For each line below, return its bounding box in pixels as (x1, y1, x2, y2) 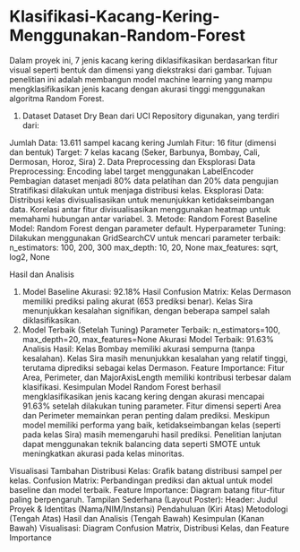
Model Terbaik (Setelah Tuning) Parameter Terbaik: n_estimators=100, (21, 324, 280, 335)
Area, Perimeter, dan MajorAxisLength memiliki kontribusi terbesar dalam (21, 372, 292, 383)
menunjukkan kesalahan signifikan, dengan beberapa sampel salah (21, 305, 270, 315)
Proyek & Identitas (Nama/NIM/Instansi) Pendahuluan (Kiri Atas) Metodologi (9, 504, 288, 514)
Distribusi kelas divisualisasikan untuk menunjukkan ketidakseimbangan (9, 194, 275, 205)
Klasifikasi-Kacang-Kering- (9, 6, 220, 27)
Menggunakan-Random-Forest (9, 25, 246, 46)
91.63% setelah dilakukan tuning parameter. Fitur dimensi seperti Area (21, 401, 282, 411)
